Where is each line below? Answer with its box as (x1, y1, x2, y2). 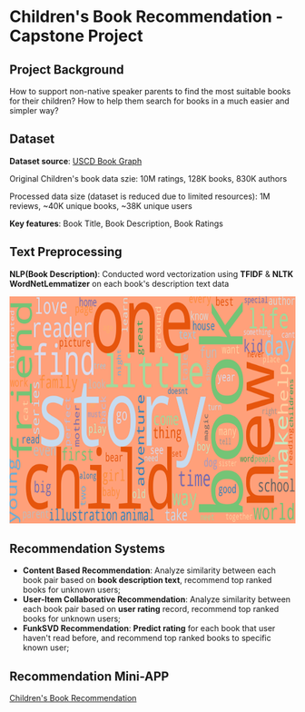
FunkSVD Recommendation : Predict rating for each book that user (22, 623, 276, 634)
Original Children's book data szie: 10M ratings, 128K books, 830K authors (9, 173, 288, 183)
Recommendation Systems (9, 541, 166, 557)
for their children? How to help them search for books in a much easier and (9, 95, 290, 106)
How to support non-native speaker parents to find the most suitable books (9, 86, 291, 96)
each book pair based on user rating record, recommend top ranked (22, 604, 280, 615)
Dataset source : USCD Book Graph (9, 155, 143, 166)
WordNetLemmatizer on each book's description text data (9, 278, 230, 289)
